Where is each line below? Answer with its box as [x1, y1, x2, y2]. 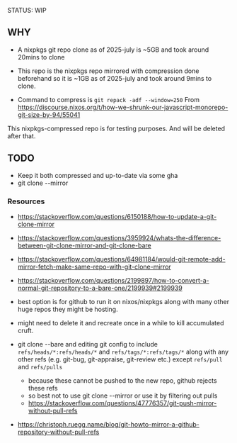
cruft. [17, 326, 34, 335]
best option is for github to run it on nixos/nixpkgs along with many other [17, 297, 230, 305]
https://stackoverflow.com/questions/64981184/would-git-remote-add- [17, 254, 226, 263]
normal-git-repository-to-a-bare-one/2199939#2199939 [17, 284, 183, 292]
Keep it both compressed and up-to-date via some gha [17, 171, 178, 179]
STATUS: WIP [7, 6, 47, 14]
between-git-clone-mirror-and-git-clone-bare [17, 241, 151, 249]
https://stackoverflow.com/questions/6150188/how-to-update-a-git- [17, 212, 217, 220]
